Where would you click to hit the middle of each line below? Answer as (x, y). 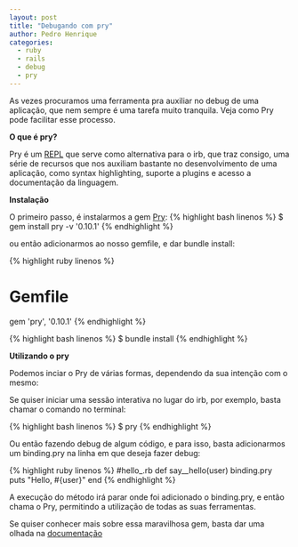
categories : (31, 42)
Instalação (29, 199)
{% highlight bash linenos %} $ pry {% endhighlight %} (110, 426)
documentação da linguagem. (64, 182)
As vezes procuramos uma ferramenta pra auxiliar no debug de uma (134, 101)
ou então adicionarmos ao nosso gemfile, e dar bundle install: (122, 243)
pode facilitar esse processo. (62, 119)
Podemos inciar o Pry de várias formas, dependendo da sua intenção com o (149, 373)
